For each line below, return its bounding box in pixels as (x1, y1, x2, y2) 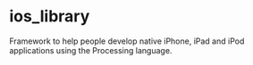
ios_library (9, 6, 90, 27)
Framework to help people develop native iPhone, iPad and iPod (9, 36, 245, 46)
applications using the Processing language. (9, 45, 173, 55)
